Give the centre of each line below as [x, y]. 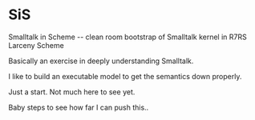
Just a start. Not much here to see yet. [72, 92]
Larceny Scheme [36, 45]
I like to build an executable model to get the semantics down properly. [125, 76]
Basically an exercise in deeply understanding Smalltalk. [101, 61]
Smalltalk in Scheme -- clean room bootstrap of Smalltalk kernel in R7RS [127, 37]
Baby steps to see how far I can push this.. [79, 107]
